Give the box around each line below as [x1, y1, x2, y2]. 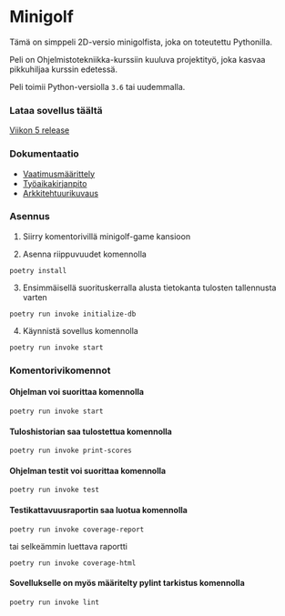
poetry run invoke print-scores [9, 446, 132, 456]
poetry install [9, 266, 67, 275]
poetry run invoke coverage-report [9, 525, 145, 534]
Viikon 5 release [9, 125, 70, 136]
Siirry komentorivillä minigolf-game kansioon [22, 230, 191, 242]
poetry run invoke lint [9, 598, 100, 607]
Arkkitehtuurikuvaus [22, 187, 98, 198]
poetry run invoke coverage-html [9, 558, 137, 568]
